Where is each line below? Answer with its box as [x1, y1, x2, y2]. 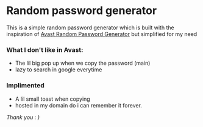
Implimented [6, 81, 45, 90]
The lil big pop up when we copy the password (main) [15, 59, 151, 67]
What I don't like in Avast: [6, 45, 84, 54]
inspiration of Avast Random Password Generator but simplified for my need [6, 30, 198, 37]
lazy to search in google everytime [15, 66, 102, 73]
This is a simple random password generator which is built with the [6, 24, 175, 31]
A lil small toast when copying [15, 95, 90, 103]
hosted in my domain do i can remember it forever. [15, 101, 142, 109]
